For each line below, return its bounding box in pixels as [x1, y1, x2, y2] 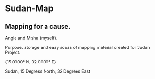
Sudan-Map [5, 3, 54, 14]
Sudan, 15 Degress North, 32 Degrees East [5, 68, 91, 74]
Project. [5, 49, 21, 55]
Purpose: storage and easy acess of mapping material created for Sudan [5, 45, 150, 50]
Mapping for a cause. [5, 22, 71, 31]
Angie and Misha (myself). [5, 35, 58, 41]
